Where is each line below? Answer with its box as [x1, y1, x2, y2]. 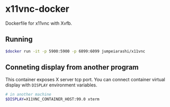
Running [5, 35, 33, 44]
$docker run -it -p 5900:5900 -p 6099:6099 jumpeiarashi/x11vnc [5, 48, 145, 54]
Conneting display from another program [5, 63, 139, 72]
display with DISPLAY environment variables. [5, 82, 97, 88]
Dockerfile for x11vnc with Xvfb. [5, 20, 73, 26]
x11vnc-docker [5, 3, 70, 15]
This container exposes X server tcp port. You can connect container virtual [5, 77, 165, 83]
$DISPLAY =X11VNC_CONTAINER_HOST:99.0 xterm [5, 97, 100, 102]
